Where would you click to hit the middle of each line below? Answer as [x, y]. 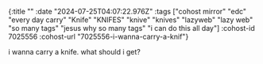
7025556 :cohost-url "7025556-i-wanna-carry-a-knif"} [99, 36]
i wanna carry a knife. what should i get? [74, 52]
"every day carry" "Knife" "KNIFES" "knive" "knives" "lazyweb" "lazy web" [131, 20]
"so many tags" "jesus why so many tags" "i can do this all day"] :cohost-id [132, 28]
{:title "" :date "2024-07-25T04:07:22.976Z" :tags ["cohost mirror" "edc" [128, 11]
